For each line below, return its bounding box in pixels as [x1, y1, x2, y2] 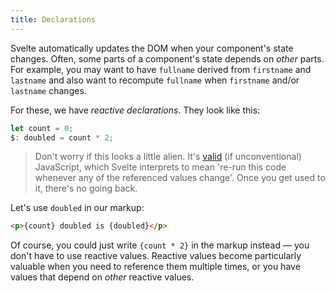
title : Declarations [10, 14, 97, 25]
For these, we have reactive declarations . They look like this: [10, 104, 261, 116]
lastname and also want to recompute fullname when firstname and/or [10, 74, 300, 86]
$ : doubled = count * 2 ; [10, 132, 114, 143]
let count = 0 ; [10, 123, 74, 133]
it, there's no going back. [34, 182, 138, 195]
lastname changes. [10, 84, 87, 96]
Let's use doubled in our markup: [10, 202, 145, 214]
